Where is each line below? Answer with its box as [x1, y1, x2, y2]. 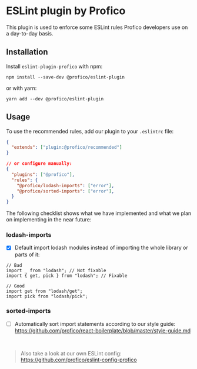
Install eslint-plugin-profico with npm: [6, 63, 103, 70]
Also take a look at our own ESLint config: [20, 350, 122, 357]
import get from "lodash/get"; [6, 288, 83, 294]
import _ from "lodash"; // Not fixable [6, 267, 107, 273]
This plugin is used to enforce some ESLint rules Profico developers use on [6, 24, 188, 31]
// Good [6, 283, 25, 289]
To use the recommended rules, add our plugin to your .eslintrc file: [6, 128, 174, 135]
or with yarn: [6, 84, 37, 92]
